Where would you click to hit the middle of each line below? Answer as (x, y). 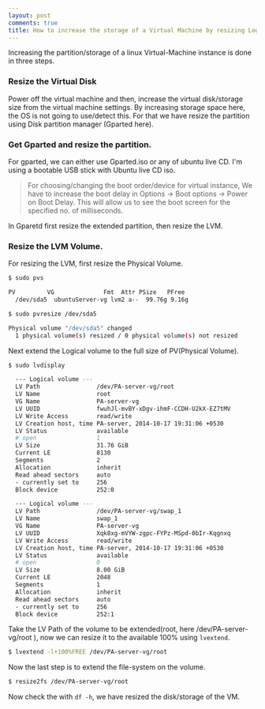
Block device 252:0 (65, 490)
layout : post (30, 15)
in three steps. (32, 61)
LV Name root (63, 394)
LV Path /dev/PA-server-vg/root (95, 387)
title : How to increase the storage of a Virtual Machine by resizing (127, 30)
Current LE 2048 (63, 578)
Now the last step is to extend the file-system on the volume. (107, 667)
